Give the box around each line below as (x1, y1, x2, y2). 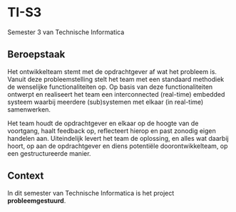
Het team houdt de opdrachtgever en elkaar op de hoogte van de (7, 119, 199, 127)
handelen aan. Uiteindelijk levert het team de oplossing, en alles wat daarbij (7, 134, 230, 142)
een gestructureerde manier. (7, 149, 91, 157)
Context (7, 170, 44, 182)
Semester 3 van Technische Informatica (7, 28, 125, 36)
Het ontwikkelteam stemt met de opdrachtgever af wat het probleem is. (7, 67, 217, 75)
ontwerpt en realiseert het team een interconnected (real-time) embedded (7, 90, 225, 98)
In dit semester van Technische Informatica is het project (7, 189, 175, 197)
